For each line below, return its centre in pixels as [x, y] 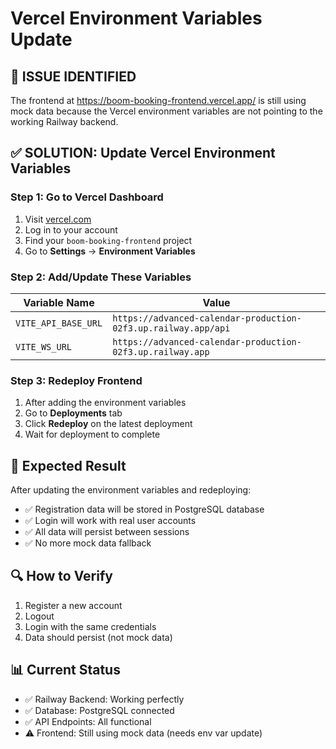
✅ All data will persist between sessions [107, 532]
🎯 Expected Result [68, 465]
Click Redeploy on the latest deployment [108, 424]
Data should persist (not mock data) [98, 637]
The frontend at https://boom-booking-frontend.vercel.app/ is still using [158, 100]
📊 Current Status [65, 670]
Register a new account [73, 605]
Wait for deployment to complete [92, 434]
